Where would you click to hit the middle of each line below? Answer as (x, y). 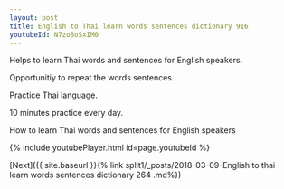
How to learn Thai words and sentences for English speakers (123, 130)
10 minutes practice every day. (66, 113)
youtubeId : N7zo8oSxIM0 (54, 34)
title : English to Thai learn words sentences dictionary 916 (129, 26)
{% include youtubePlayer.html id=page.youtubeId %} (110, 148)
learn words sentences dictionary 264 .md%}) (95, 175)
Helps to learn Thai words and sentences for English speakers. (126, 61)
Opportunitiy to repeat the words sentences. (92, 78)
